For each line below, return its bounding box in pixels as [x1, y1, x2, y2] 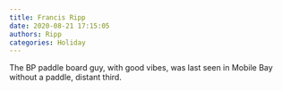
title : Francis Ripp [9, 12, 87, 22]
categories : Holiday [9, 37, 87, 47]
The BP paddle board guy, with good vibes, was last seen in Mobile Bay [9, 62, 273, 73]
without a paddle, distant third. [9, 72, 123, 83]
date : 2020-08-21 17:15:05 [9, 21, 110, 30]
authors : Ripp [9, 29, 63, 38]
